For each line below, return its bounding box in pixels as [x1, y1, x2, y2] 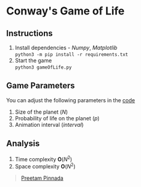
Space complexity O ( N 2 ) [14, 162, 76, 170]
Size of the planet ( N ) [14, 108, 68, 115]
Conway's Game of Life [6, 4, 125, 18]
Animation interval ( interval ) [14, 121, 84, 128]
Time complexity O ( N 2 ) [14, 155, 73, 163]
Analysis [6, 138, 40, 149]
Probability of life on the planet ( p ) [14, 114, 100, 121]
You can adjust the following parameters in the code [6, 96, 135, 103]
